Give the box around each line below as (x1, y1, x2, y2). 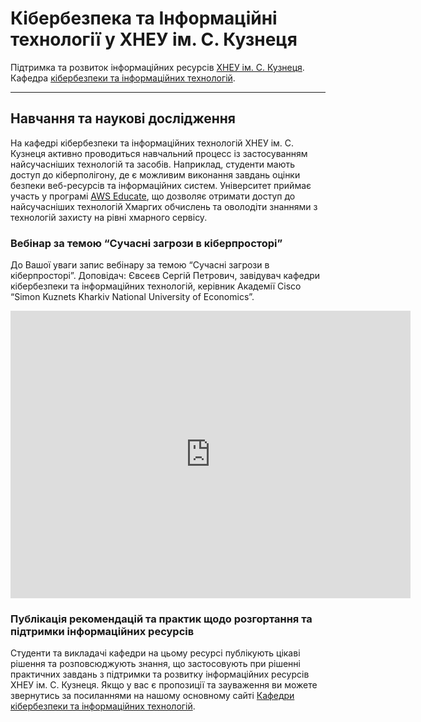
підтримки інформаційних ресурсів (10, 624, 195, 638)
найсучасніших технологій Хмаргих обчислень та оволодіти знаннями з (10, 200, 318, 212)
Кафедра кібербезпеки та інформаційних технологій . (10, 72, 236, 84)
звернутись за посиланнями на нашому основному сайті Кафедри (10, 690, 295, 702)
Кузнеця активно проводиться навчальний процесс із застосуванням (10, 147, 308, 159)
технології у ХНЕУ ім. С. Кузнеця (10, 28, 298, 51)
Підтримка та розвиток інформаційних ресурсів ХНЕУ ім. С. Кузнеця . (10, 61, 305, 73)
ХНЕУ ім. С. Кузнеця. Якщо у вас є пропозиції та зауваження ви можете (10, 679, 318, 691)
